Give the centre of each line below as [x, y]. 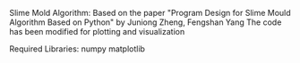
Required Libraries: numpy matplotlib [77, 49]
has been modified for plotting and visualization [97, 31]
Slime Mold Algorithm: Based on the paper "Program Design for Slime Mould [150, 13]
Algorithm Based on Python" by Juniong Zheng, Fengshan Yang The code [146, 22]
